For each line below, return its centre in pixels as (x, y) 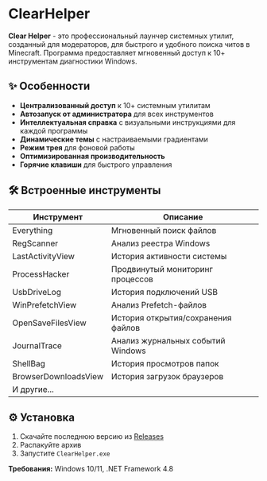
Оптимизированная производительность (92, 156)
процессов (132, 279)
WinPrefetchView (44, 305)
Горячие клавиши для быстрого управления (96, 165)
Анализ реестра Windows (161, 243)
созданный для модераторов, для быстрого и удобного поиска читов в (129, 44)
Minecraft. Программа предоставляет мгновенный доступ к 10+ (117, 52)
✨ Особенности (49, 86)
